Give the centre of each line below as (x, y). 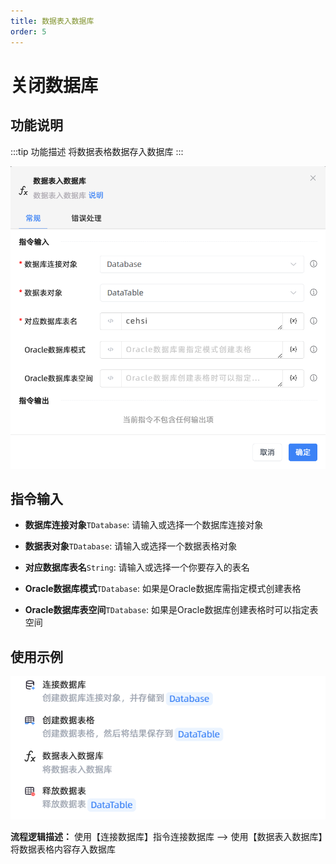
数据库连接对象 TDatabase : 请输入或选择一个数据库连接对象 (144, 525)
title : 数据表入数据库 (52, 21)
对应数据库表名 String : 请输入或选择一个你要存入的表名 (137, 567)
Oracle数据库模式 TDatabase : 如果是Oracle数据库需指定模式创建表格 (163, 589)
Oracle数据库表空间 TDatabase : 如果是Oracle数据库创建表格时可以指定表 (171, 610)
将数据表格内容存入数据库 (63, 849)
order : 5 (28, 31)
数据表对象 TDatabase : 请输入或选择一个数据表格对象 (131, 546)
